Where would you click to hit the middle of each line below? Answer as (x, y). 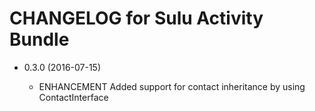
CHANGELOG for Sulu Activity (136, 18)
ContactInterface (73, 97)
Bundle (39, 39)
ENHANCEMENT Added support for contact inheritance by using (172, 86)
